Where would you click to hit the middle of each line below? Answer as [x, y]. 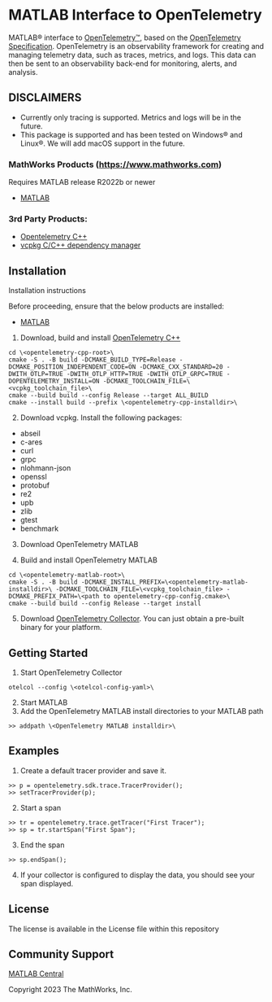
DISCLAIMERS [45, 98]
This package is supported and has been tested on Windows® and [131, 134]
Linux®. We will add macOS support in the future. [102, 143]
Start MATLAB [44, 702]
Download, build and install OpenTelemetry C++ [100, 338]
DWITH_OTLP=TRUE [36, 374]
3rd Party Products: [48, 219]
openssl [33, 477]
